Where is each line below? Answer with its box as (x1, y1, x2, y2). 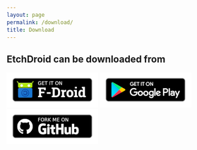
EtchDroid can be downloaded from (6, 53, 166, 65)
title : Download (6, 26, 54, 33)
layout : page (6, 11, 45, 18)
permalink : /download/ (6, 18, 73, 26)
